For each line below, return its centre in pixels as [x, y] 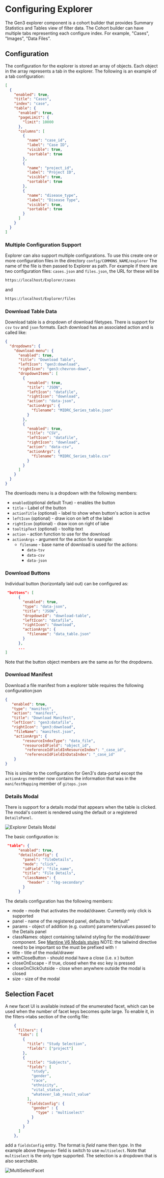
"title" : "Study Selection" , [57, 1044]
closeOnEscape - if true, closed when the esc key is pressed [74, 963]
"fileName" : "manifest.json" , [45, 732]
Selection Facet [29, 994]
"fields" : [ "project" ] [50, 1049]
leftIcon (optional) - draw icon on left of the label [62, 518]
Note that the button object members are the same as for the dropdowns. [79, 662]
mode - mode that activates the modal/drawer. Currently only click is [82, 910]
